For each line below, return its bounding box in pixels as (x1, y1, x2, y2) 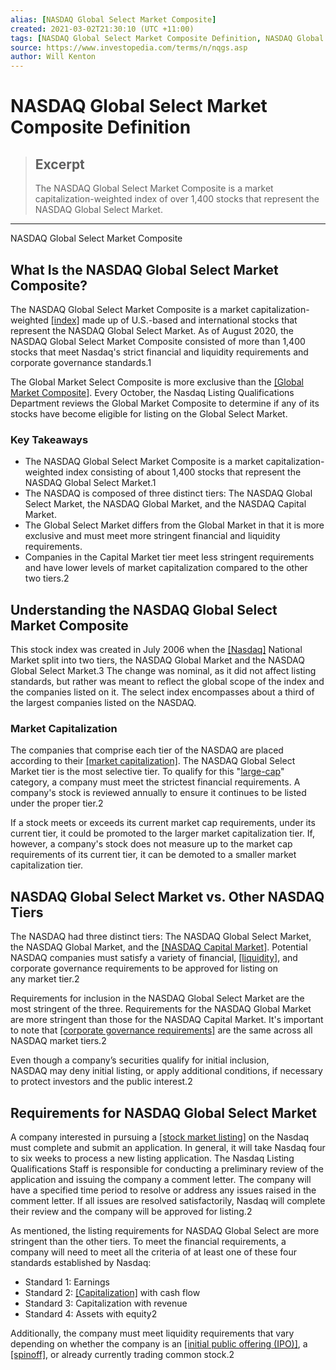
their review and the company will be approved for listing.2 (10, 1205, 253, 1217)
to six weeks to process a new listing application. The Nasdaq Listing (10, 1152, 295, 1164)
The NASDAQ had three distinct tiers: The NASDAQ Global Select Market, (10, 931, 312, 943)
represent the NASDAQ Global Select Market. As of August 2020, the (10, 324, 294, 336)
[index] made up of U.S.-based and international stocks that (50, 314, 298, 326)
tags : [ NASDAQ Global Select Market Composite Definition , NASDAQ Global (10, 33, 325, 43)
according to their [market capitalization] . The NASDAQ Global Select (10, 755, 296, 767)
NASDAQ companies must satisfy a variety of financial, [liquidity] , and (10, 952, 298, 964)
